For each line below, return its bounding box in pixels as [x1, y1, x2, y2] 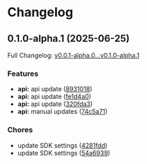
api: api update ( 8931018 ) [17, 85, 93, 93]
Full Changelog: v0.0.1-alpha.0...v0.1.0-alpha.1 [7, 51, 140, 59]
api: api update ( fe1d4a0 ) [17, 93, 92, 101]
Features [7, 69, 39, 78]
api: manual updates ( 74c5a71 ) [17, 107, 108, 116]
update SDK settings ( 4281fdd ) [17, 141, 108, 149]
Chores [7, 125, 33, 135]
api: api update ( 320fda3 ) [17, 100, 93, 108]
